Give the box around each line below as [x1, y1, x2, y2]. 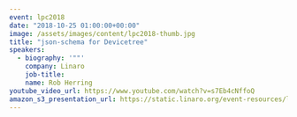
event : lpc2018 [9, 12, 65, 22]
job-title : [25, 70, 65, 79]
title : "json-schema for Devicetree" [9, 37, 148, 47]
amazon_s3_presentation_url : [9, 94, 117, 104]
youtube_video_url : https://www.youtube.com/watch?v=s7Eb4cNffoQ [9, 86, 255, 95]
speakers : [9, 46, 46, 55]
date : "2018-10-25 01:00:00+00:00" [9, 21, 141, 30]
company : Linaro [25, 62, 86, 71]
